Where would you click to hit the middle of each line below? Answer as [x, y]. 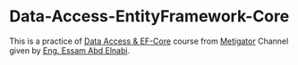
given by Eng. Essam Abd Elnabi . [70, 50]
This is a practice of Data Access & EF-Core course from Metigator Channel [149, 41]
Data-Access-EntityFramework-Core [149, 16]
